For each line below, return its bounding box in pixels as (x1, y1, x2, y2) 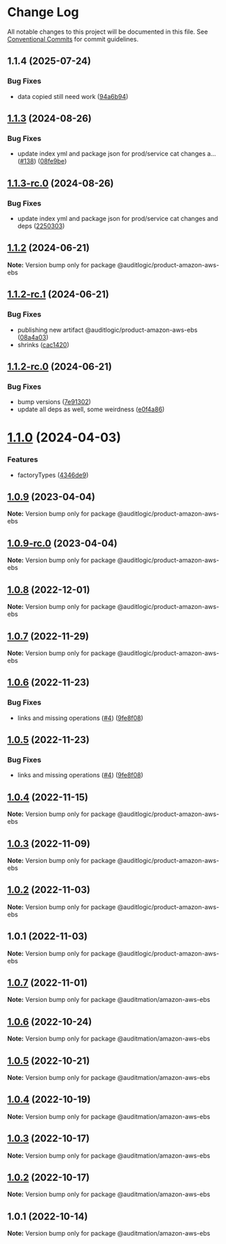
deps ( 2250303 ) (17, 222, 65, 230)
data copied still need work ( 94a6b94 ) (17, 92, 129, 100)
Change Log (7, 4, 79, 20)
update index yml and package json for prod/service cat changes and (17, 215, 218, 222)
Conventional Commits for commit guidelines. (7, 34, 139, 43)
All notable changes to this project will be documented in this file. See (7, 27, 209, 36)
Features (7, 455, 38, 464)
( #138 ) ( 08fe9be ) (17, 157, 67, 166)
